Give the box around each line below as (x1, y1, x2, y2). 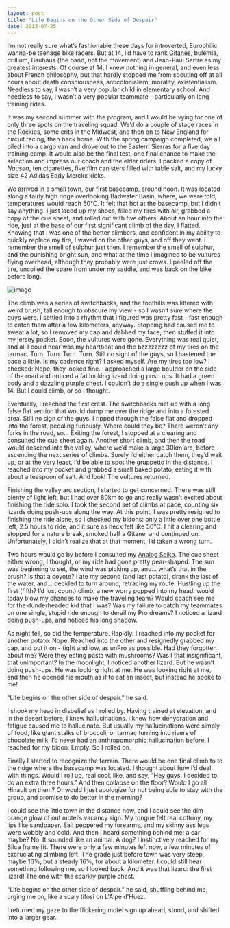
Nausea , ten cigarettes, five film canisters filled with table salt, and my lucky (7, 164, 222, 172)
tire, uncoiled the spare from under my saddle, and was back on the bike (7, 265, 212, 273)
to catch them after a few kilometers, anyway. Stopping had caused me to (7, 321, 215, 329)
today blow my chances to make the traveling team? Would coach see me (7, 594, 215, 603)
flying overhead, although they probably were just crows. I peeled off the (7, 258, 213, 266)
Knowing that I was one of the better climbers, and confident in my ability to (7, 229, 221, 237)
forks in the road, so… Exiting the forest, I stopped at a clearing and (7, 429, 197, 437)
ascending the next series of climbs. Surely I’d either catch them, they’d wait (7, 451, 222, 459)
